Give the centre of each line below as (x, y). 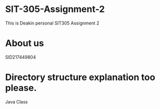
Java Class (17, 101)
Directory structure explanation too (80, 77)
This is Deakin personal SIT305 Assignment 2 (52, 23)
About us (25, 43)
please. (21, 88)
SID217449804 (21, 57)
